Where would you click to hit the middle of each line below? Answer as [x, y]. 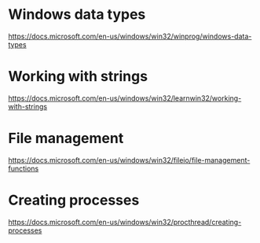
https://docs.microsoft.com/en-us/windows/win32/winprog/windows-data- [130, 36]
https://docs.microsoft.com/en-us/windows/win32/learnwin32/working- [125, 98]
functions [24, 168]
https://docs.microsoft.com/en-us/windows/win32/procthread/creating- [125, 222]
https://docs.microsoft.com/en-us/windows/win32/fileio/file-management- [129, 160]
